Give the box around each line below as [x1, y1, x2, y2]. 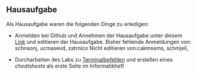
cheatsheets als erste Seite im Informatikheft [14, 62, 125, 69]
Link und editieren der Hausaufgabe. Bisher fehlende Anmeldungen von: [14, 38, 192, 45]
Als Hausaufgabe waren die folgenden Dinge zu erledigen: [6, 20, 150, 27]
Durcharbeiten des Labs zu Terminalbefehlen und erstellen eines [14, 56, 173, 63]
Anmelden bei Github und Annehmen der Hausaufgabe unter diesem [14, 32, 183, 39]
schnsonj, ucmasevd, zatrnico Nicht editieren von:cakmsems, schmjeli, [14, 44, 189, 52]
